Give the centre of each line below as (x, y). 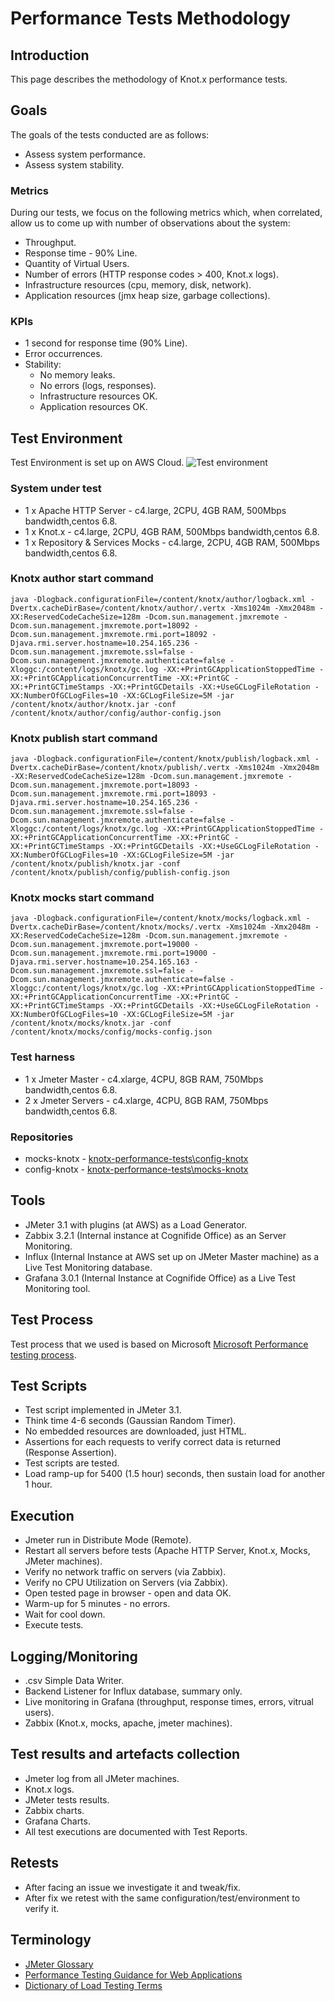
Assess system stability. (74, 164)
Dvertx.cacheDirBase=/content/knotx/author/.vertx (118, 608)
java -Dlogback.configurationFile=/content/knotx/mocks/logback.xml (156, 918)
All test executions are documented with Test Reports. (136, 1831)
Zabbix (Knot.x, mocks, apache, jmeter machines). (128, 1723)
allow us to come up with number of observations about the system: (150, 223)
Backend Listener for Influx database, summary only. (133, 1691)
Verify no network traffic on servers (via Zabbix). (125, 1572)
